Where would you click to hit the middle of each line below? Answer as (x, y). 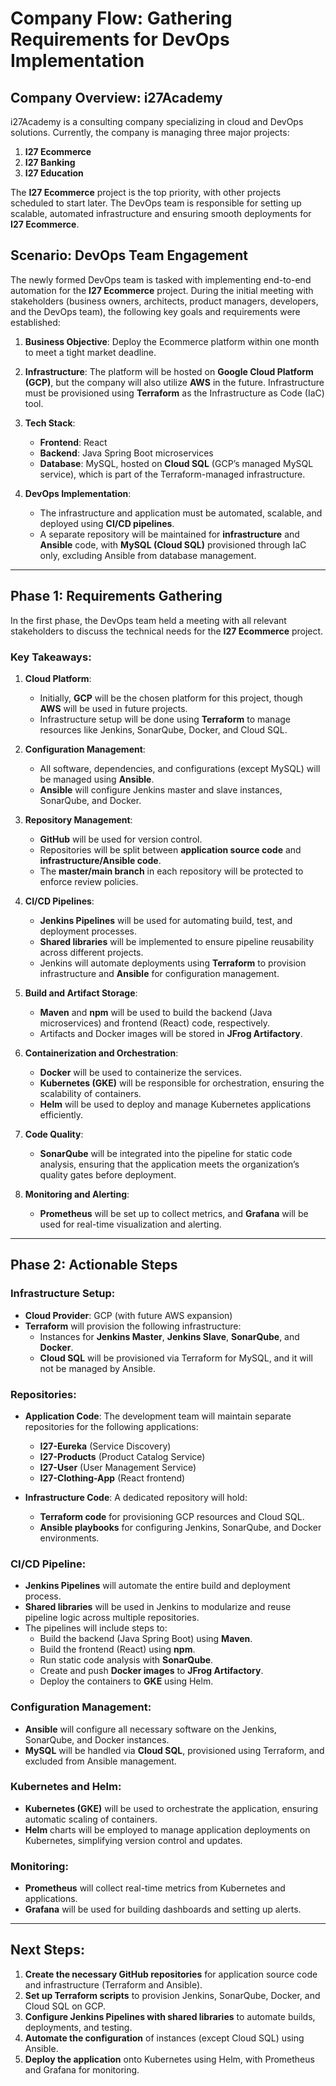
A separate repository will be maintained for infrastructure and (169, 534)
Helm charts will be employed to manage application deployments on (167, 1829)
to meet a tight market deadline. (90, 352)
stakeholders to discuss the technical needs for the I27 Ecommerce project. (167, 631)
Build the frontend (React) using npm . (117, 1649)
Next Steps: (47, 1950)
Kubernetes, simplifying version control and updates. (133, 1840)
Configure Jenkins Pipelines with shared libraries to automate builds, (170, 2016)
